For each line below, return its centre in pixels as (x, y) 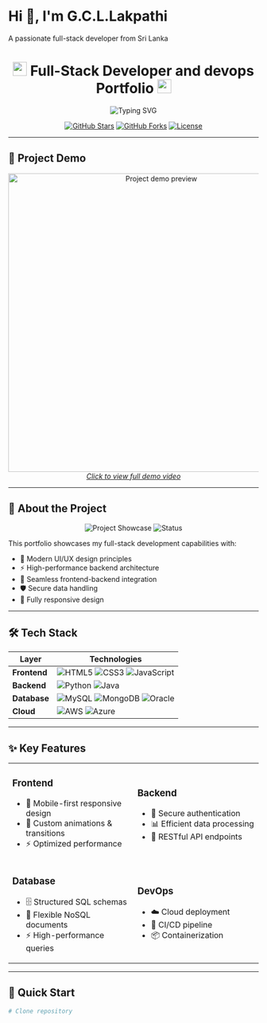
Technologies (116, 659)
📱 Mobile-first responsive (74, 803)
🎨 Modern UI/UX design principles (76, 558)
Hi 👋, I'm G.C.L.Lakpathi (88, 16)
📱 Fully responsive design (62, 599)
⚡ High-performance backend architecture (89, 568)
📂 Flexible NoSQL (58, 915)
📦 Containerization (187, 935)
